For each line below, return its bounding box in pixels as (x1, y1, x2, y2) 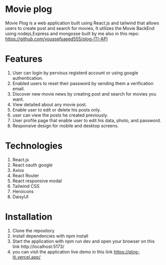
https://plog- (113, 249, 140, 255)
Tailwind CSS (12, 183, 40, 189)
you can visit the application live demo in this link (12, 249, 113, 255)
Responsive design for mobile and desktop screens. (12, 123, 119, 129)
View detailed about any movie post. (12, 101, 87, 108)
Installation (5, 211, 53, 222)
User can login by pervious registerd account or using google (12, 70, 138, 76)
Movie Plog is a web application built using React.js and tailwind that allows (5, 20, 160, 26)
